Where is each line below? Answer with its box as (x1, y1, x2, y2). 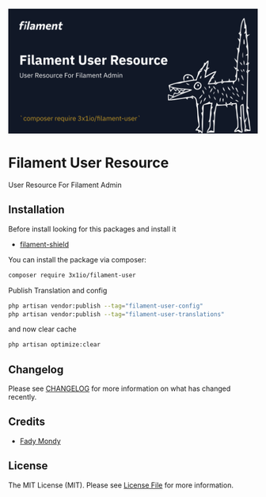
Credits (8, 415, 46, 429)
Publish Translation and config (8, 285, 108, 295)
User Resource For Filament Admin (8, 180, 122, 189)
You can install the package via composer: (8, 254, 146, 264)
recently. (8, 392, 37, 402)
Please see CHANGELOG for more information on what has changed (8, 384, 231, 393)
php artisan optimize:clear (8, 341, 101, 349)
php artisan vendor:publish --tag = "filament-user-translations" (8, 310, 225, 318)
